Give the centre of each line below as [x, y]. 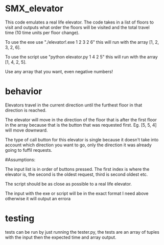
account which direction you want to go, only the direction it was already [78, 145]
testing [20, 218]
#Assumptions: [20, 160]
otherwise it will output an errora [38, 198]
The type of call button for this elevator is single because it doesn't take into [82, 139]
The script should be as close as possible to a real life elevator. [69, 184]
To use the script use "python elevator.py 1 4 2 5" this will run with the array [82, 56]
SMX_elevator [34, 9]
